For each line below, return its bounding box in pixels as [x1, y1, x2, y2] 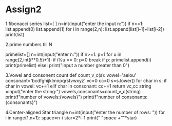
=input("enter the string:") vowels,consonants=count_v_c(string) [5, 88, 141, 94]
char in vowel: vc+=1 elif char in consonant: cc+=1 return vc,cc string [5, 83, 151, 89]
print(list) [5, 31, 25, 37]
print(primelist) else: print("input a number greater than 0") [5, 62, 130, 68]
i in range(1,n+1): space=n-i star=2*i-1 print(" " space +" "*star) [5, 114, 137, 121]
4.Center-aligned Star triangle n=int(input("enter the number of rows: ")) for [5, 109, 165, 115]
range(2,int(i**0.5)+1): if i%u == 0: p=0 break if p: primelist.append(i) [5, 56, 151, 62]
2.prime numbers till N [5, 41, 52, 47]
